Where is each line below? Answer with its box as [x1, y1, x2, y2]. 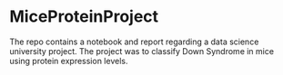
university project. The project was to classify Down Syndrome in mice [9, 45, 275, 56]
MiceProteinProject [9, 6, 159, 27]
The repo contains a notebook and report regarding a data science [9, 36, 259, 47]
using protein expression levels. [9, 55, 128, 66]
